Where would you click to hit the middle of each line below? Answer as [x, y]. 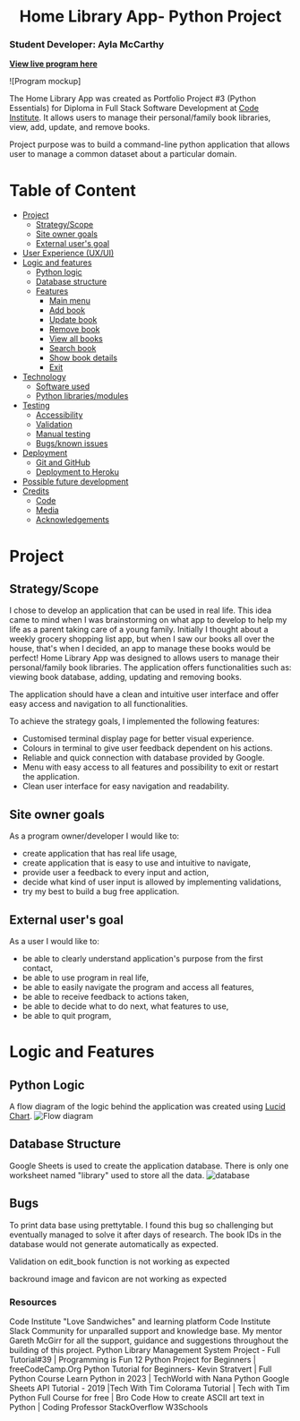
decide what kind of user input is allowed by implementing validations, [152, 882]
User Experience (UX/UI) [68, 254]
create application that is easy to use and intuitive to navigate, [137, 863]
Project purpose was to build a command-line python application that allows [150, 144]
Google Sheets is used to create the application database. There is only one [149, 1166]
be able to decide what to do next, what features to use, [125, 1006]
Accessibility [59, 415]
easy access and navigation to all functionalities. [99, 704]
